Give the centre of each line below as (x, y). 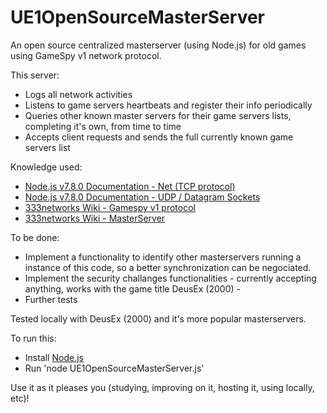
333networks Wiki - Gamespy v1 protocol (110, 207)
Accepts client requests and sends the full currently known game (159, 137)
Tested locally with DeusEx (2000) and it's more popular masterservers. (158, 318)
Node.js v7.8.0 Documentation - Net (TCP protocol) (130, 186)
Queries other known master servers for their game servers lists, (158, 115)
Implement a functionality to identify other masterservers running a (163, 257)
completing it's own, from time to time (103, 126)
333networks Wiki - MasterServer (95, 218)
